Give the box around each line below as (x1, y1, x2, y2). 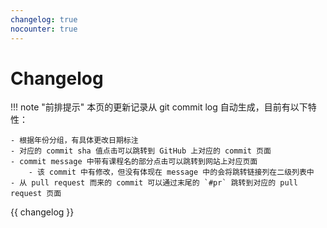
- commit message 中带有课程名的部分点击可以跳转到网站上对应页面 (10, 157, 258, 167)
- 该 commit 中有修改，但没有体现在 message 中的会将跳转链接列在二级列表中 (28, 167, 315, 178)
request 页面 (10, 189, 62, 199)
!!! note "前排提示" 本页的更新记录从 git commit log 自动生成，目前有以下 (10, 101, 308, 113)
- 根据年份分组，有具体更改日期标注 (10, 136, 139, 146)
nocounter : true (10, 24, 78, 34)
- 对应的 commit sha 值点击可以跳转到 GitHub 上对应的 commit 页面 (10, 146, 272, 156)
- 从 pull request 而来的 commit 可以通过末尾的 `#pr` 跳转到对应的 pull (10, 178, 298, 188)
